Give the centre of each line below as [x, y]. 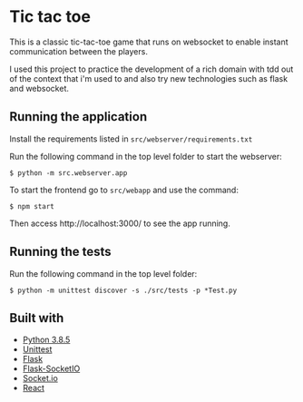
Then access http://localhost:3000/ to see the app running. [120, 223]
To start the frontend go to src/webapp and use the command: [124, 190]
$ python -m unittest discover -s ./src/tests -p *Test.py [123, 290]
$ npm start [32, 206]
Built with [37, 318]
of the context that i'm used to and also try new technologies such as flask [149, 78]
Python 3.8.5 [46, 340]
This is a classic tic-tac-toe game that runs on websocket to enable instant [149, 42]
